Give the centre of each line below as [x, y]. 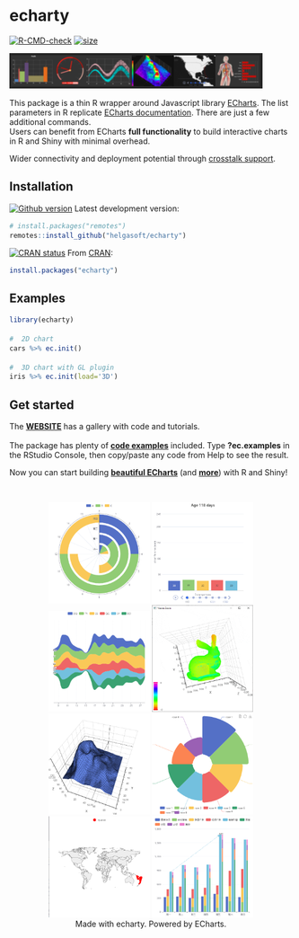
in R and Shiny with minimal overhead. [80, 141]
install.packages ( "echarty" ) [64, 270]
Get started [42, 405]
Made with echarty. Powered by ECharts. [151, 924]
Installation [41, 186]
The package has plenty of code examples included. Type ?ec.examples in [149, 446]
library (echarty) [42, 320]
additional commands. [50, 121]
